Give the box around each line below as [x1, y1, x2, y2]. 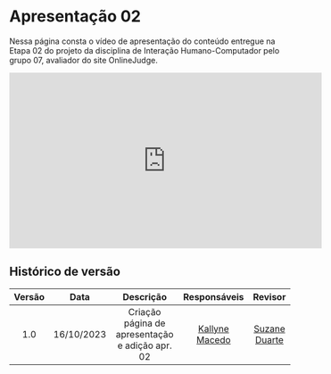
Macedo [195, 333, 231, 345]
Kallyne [197, 322, 229, 335]
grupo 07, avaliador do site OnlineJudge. [9, 54, 158, 65]
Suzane [253, 322, 285, 335]
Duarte [254, 333, 284, 345]
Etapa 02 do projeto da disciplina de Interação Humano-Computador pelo [9, 45, 280, 55]
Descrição [122, 290, 168, 303]
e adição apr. [117, 339, 172, 352]
